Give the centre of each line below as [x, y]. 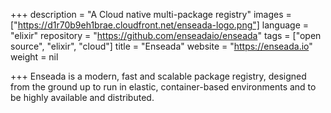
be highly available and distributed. [82, 97]
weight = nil [34, 57]
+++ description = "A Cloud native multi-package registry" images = [151, 14]
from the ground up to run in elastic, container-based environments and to [163, 87]
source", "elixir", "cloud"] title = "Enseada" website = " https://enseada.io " [161, 46]
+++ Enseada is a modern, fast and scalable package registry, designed [158, 76]
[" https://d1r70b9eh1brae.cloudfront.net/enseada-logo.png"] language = [160, 25]
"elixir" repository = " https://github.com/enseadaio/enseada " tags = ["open [166, 35]
